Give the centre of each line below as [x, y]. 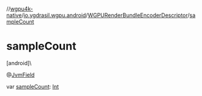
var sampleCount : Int [33, 86]
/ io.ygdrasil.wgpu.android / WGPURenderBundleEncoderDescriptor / [105, 15]
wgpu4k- [22, 9]
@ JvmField [21, 75]
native [14, 15]
